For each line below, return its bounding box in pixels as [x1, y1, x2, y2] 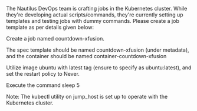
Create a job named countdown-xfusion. [6, 35, 104, 42]
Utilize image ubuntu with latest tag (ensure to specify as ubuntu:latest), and [6, 64, 192, 71]
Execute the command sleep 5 [6, 82, 80, 89]
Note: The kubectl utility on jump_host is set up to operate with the [6, 93, 168, 100]
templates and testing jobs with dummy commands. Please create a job [6, 18, 180, 24]
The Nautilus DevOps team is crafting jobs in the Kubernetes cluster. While [6, 5, 188, 12]
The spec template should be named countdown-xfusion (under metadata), [6, 46, 190, 53]
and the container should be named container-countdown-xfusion [6, 53, 167, 59]
